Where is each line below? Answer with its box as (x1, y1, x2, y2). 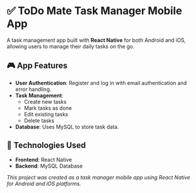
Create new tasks (24, 98, 67, 105)
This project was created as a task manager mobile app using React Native (6, 174, 191, 181)
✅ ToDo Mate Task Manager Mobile (6, 4, 182, 18)
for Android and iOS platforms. (6, 180, 81, 187)
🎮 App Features (6, 61, 68, 71)
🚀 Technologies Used (6, 140, 86, 151)
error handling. (15, 86, 52, 93)
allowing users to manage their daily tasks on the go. (6, 42, 135, 50)
